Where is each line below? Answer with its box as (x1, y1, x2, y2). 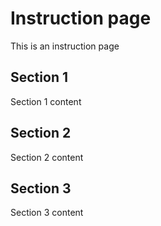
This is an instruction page (10, 40, 120, 52)
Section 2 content (10, 151, 84, 163)
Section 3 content (10, 207, 84, 219)
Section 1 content (10, 95, 82, 107)
